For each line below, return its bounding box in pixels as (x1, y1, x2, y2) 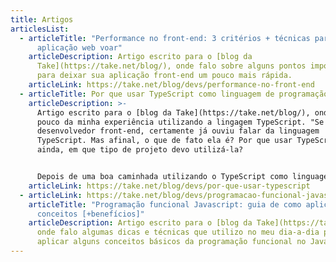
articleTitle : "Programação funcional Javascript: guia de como (28, 199, 302, 210)
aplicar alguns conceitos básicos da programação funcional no (36, 237, 307, 247)
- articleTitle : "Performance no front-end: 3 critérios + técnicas (19, 33, 311, 43)
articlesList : (10, 24, 70, 34)
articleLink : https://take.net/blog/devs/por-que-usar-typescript (28, 181, 311, 191)
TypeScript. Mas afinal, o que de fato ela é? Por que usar (36, 136, 293, 146)
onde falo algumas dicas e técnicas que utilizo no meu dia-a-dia (36, 227, 320, 238)
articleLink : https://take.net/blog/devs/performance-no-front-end (28, 80, 315, 90)
